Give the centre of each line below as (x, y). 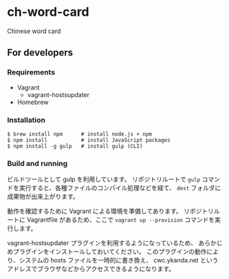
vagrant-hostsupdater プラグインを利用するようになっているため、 (102, 243)
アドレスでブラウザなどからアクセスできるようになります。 (91, 269)
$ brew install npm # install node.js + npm (80, 134)
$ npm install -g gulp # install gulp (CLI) (75, 146)
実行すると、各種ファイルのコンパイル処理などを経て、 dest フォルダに (120, 188)
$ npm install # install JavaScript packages (89, 140)
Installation (26, 120)
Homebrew (33, 102)
